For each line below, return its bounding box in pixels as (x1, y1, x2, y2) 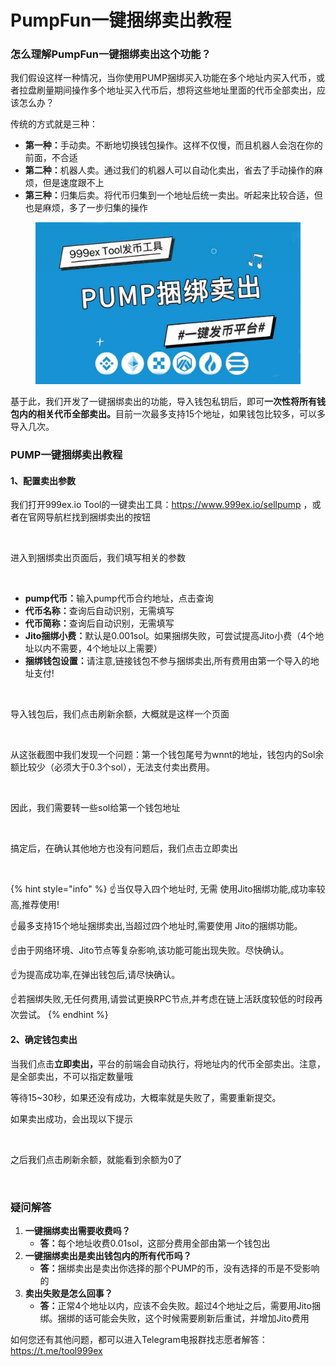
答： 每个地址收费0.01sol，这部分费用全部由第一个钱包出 (39, 1237, 271, 1249)
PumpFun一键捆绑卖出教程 (10, 9, 232, 32)
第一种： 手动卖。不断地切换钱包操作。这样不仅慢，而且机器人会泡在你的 (24, 139, 323, 151)
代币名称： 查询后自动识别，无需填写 (24, 605, 175, 617)
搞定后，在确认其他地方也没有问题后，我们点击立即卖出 (10, 842, 238, 855)
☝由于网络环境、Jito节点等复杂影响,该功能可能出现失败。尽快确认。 (10, 944, 290, 956)
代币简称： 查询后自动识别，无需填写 (24, 617, 175, 630)
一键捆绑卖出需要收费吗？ (24, 1224, 131, 1236)
